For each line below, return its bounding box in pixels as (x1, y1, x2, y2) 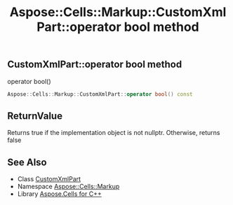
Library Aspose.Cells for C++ (17, 190, 102, 198)
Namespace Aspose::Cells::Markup (17, 183, 120, 191)
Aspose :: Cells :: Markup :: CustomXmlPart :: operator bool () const (7, 90, 193, 98)
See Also (7, 156, 47, 168)
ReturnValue (7, 110, 63, 122)
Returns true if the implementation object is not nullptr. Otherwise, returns (7, 129, 220, 137)
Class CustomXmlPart (17, 175, 81, 183)
